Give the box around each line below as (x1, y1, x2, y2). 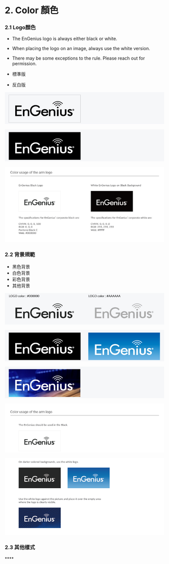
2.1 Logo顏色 (5, 24, 36, 31)
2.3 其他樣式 (5, 544, 35, 551)
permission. (12, 61, 37, 67)
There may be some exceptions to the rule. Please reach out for (12, 55, 145, 61)
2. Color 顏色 (5, 5, 59, 16)
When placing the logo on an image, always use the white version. (12, 45, 150, 52)
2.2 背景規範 (5, 251, 35, 258)
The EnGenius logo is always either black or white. (12, 36, 117, 42)
